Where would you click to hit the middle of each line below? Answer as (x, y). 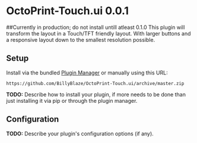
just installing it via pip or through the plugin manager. (72, 100)
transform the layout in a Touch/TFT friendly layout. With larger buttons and (99, 33)
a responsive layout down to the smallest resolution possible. (81, 40)
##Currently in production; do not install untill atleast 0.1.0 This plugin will (96, 27)
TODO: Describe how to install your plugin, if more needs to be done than (96, 94)
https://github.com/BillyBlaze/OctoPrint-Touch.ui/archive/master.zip (95, 83)
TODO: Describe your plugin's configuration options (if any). (80, 134)
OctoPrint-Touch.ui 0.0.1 (68, 11)
